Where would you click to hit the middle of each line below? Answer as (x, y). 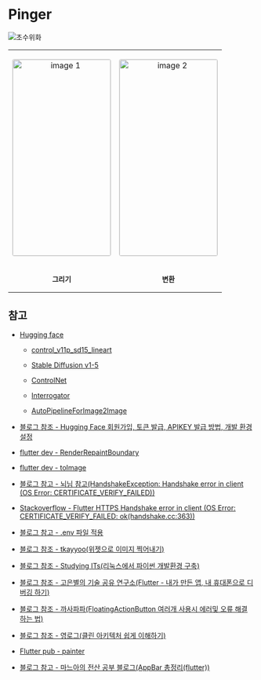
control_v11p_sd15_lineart (71, 350)
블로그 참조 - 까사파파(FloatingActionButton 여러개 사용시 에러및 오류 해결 (134, 609)
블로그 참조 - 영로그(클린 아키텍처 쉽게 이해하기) (92, 635)
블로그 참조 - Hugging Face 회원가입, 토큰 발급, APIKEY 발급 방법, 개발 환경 (136, 427)
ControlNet (49, 380)
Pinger (30, 15)
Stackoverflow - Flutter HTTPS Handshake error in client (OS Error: (128, 508)
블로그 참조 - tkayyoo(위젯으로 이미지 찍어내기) (92, 549)
